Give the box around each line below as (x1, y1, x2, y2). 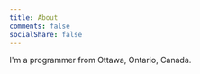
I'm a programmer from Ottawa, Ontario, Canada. (9, 55, 192, 66)
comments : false (9, 22, 70, 31)
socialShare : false (9, 30, 83, 39)
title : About (9, 13, 59, 23)
